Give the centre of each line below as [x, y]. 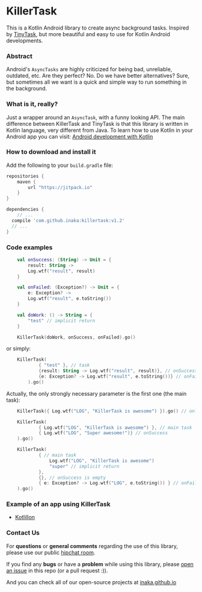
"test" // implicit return [62, 320]
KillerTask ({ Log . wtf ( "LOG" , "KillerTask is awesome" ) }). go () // [102, 411]
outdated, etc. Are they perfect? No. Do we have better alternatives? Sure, [98, 76]
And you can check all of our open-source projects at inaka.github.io [91, 582]
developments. [25, 40]
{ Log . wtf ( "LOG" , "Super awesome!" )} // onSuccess [103, 433]
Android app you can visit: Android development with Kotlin [80, 136]
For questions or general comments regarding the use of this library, [92, 546]
